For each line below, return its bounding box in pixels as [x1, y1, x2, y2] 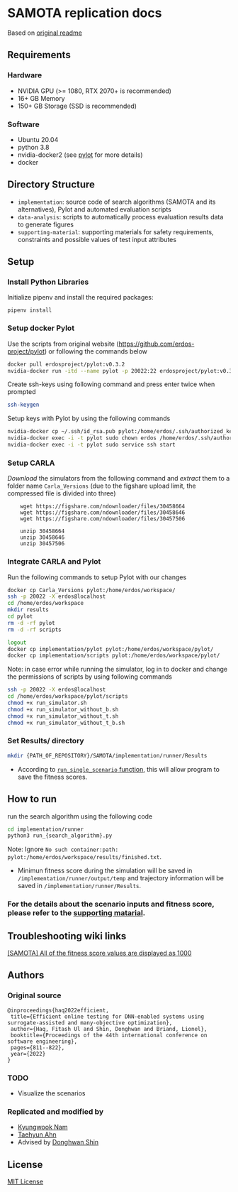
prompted [7, 388, 37, 396]
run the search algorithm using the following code [7, 811, 153, 821]
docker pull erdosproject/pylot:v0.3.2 [7, 361, 125, 368]
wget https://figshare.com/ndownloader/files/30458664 [20, 503, 186, 510]
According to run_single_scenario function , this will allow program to [17, 765, 220, 773]
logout [7, 639, 27, 646]
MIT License [7, 1177, 44, 1186]
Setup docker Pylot [7, 323, 75, 333]
